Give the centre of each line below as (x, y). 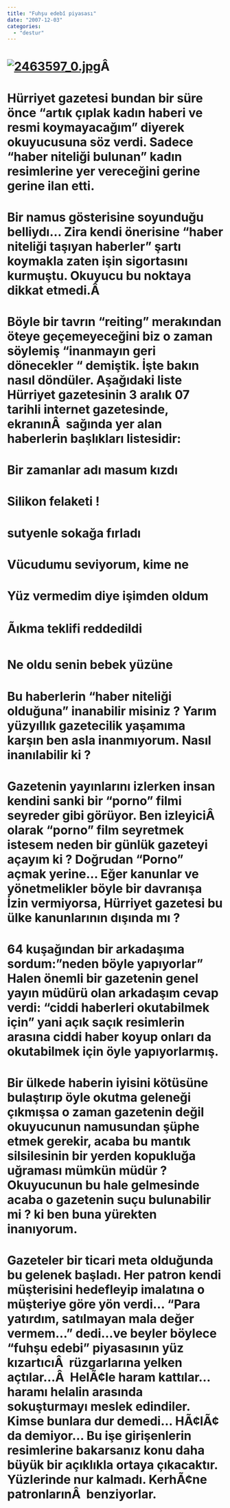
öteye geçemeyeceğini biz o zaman (110, 336)
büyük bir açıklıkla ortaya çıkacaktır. (113, 1465)
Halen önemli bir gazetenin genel (103, 978)
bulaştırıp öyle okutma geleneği (99, 1098)
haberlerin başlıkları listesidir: (94, 439)
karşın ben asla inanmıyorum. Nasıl (109, 740)
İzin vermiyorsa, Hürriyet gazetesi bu (115, 903)
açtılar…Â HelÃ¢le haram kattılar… (109, 1378)
